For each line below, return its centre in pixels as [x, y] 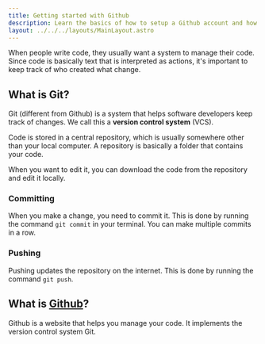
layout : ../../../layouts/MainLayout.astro [81, 30]
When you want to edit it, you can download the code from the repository [128, 170]
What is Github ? [49, 304]
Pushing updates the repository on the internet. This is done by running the [131, 270]
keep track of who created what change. [75, 70]
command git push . [41, 279]
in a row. [22, 233]
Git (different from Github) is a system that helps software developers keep [131, 114]
